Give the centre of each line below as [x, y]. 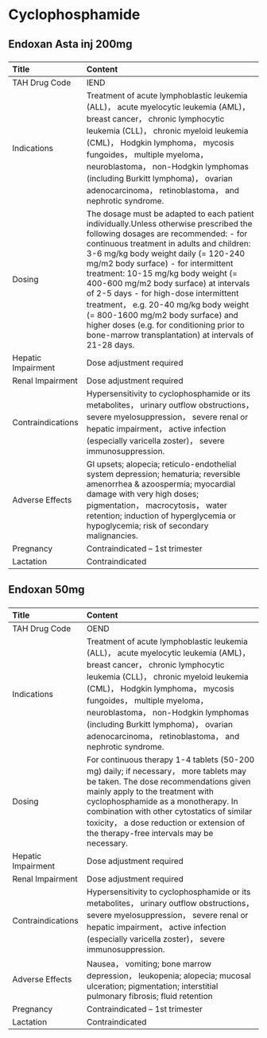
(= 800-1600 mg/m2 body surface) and [162, 315]
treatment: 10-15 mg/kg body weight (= [162, 273]
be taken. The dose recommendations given [168, 781]
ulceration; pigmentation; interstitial [152, 986]
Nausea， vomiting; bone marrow [149, 963]
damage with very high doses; [143, 494]
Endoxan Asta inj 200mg [70, 44]
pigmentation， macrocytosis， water [157, 505]
